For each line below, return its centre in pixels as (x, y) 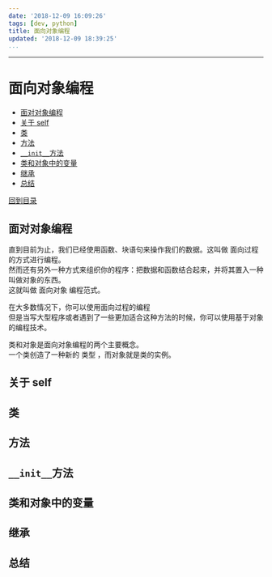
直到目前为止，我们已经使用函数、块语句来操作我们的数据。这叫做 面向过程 (134, 249)
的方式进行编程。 (37, 259)
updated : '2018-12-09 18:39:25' (63, 38)
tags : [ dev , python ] (43, 23)
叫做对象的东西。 (37, 280)
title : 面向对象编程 (39, 31)
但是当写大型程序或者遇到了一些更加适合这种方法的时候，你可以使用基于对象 (136, 317)
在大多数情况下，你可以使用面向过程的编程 (79, 307)
